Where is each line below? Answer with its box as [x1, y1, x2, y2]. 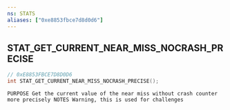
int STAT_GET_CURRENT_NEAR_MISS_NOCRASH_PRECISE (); [7, 77, 159, 85]
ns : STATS [7, 10, 36, 17]
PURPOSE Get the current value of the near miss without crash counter [7, 91, 218, 98]
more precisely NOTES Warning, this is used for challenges [7, 96, 184, 104]
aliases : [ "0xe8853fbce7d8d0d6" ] [7, 17, 104, 24]
